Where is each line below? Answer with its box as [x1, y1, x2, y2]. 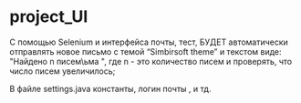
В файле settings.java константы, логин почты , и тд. [9, 83, 212, 94]
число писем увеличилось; [9, 66, 116, 77]
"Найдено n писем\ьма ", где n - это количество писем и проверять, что [9, 56, 293, 67]
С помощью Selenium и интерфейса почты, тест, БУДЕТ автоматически [9, 36, 289, 47]
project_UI [9, 6, 88, 27]
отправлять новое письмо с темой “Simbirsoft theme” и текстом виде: [9, 46, 282, 57]
